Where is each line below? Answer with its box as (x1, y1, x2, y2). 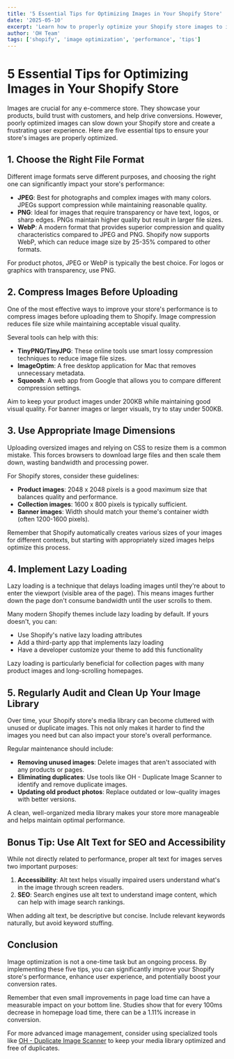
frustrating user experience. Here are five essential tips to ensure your (7, 126, 209, 135)
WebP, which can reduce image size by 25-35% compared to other (17, 238, 211, 246)
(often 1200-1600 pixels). (17, 515, 90, 523)
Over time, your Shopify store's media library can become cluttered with (7, 716, 214, 725)
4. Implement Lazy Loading (7, 563, 127, 575)
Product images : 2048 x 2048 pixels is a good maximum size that (17, 485, 208, 494)
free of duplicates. (7, 1044, 61, 1052)
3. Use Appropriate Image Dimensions (7, 425, 175, 436)
